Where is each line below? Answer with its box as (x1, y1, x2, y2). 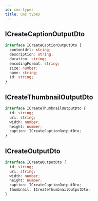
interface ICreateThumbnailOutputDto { (5, 106, 86, 111)
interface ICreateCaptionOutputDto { (5, 43, 82, 48)
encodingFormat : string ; (9, 61, 60, 66)
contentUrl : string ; (9, 48, 51, 52)
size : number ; (9, 66, 38, 71)
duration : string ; (9, 56, 47, 61)
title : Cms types (5, 12, 40, 17)
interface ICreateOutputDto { (5, 160, 67, 165)
